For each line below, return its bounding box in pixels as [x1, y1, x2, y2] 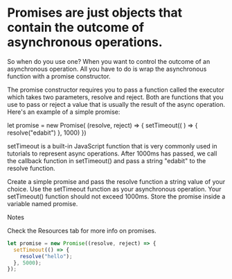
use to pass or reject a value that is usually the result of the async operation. [7, 100, 226, 108]
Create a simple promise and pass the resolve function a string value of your [7, 177, 226, 185]
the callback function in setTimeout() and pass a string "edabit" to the [7, 156, 206, 164]
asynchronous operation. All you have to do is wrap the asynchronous [7, 65, 207, 73]
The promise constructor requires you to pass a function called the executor [7, 85, 225, 94]
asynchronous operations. [7, 35, 163, 50]
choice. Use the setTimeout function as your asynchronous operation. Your [7, 185, 222, 193]
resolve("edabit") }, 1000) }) [7, 128, 87, 137]
